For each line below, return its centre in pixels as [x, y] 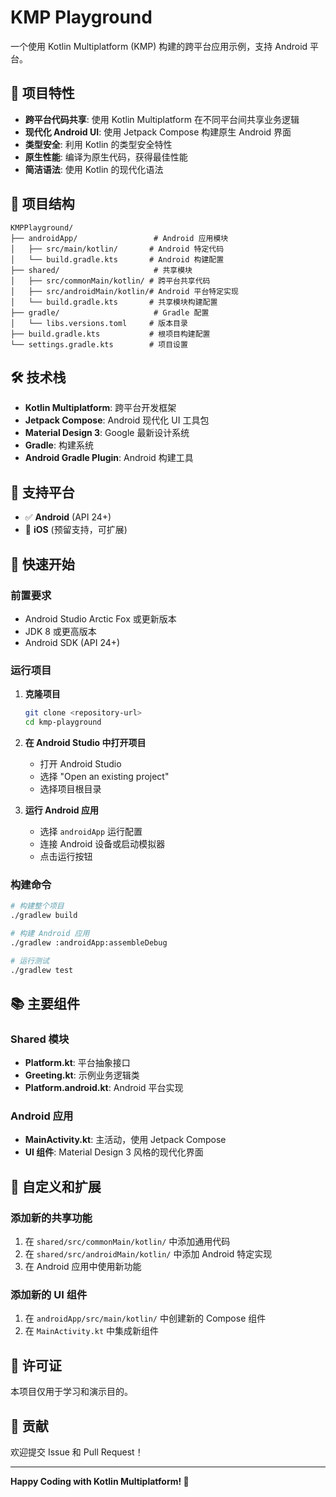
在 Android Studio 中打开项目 [85, 742]
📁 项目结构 [42, 204]
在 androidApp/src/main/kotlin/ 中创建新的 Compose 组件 [145, 1318]
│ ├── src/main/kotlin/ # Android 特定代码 [117, 249]
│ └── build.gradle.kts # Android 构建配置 [117, 259]
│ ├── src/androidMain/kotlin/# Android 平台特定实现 [124, 291]
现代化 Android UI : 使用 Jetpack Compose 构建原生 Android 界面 [158, 132]
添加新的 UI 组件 [49, 1295]
